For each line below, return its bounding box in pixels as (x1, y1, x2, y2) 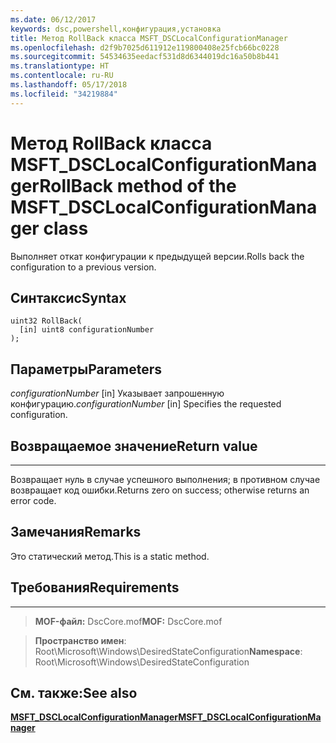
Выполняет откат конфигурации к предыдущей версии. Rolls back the (10, 250, 305, 262)
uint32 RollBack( (10, 316, 83, 326)
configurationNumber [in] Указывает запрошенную (10, 387, 225, 400)
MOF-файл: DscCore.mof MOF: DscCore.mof (34, 615, 223, 627)
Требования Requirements (10, 579, 180, 596)
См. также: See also (10, 685, 138, 702)
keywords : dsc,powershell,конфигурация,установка (10, 24, 222, 34)
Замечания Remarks (10, 524, 142, 541)
